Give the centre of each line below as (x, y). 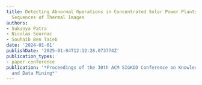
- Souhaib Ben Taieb (32, 40)
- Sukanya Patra (26, 28)
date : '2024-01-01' (31, 45)
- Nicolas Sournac (29, 34)
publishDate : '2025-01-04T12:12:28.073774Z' (63, 51)
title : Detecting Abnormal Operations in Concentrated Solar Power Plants (102, 12)
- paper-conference (31, 62)
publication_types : (31, 56)
